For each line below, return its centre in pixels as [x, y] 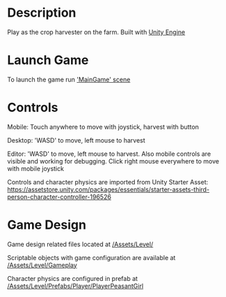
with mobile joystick [36, 168]
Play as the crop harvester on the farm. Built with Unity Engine [96, 32]
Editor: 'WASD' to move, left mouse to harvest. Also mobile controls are [109, 154]
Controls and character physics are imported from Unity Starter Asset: [108, 182]
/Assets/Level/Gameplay [42, 265]
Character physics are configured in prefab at [72, 278]
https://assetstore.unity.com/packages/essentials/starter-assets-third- [108, 189]
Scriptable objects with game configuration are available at [91, 257]
